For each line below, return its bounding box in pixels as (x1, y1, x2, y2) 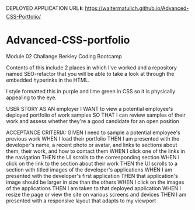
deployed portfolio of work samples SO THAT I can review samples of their (6, 111, 186, 118)
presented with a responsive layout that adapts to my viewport (6, 197, 156, 204)
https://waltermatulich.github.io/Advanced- (85, 5, 189, 12)
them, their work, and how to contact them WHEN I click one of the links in (6, 148, 185, 155)
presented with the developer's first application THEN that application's (6, 172, 178, 179)
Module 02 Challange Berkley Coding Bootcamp (6, 52, 122, 60)
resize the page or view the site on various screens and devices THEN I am (6, 191, 187, 198)
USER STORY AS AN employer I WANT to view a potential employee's (6, 105, 173, 112)
